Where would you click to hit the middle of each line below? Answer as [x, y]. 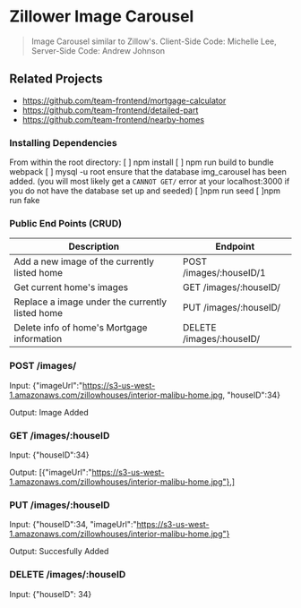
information [38, 339]
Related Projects [56, 79]
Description [94, 246]
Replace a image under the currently [90, 302]
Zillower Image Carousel [102, 17]
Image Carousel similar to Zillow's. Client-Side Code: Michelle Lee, [154, 41]
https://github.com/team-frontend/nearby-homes [113, 119]
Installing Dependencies [64, 142]
